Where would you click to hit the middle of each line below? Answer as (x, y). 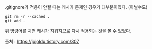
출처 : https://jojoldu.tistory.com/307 (42, 41)
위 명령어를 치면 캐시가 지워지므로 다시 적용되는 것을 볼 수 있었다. (68, 31)
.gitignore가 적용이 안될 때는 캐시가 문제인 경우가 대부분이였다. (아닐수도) (76, 7)
